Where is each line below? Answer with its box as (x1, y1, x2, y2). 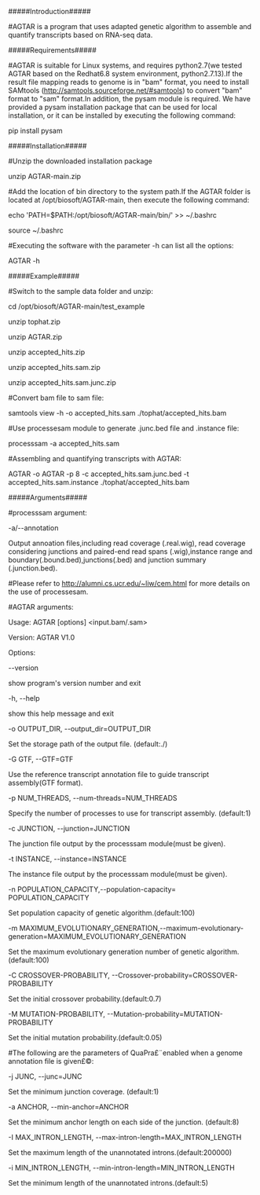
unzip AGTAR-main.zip (8, 172, 81, 181)
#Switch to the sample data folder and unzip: (8, 287, 153, 295)
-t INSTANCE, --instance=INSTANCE (8, 854, 127, 863)
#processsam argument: (8, 508, 88, 517)
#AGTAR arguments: (8, 603, 74, 611)
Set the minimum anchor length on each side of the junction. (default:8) (8, 1117, 240, 1127)
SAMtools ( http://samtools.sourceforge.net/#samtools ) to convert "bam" (8, 86, 243, 95)
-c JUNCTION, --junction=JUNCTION (8, 824, 130, 833)
